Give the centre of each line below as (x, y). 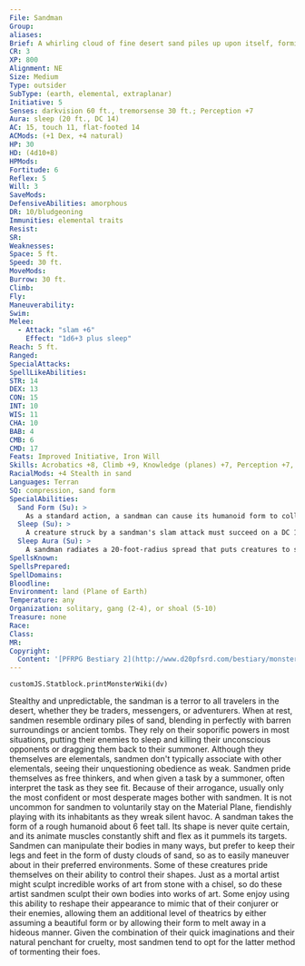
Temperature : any (42, 600)
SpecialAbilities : (44, 499)
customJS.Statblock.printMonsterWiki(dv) (89, 685)
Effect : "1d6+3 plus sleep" (79, 339)
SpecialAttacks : (40, 364)
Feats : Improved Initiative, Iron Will (85, 457)
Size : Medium (34, 77)
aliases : (26, 34)
